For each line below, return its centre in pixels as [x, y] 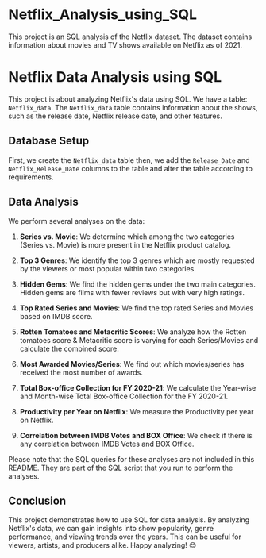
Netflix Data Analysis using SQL [115, 77]
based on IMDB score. [56, 316]
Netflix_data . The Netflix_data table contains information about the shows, [133, 107]
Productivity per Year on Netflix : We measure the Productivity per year [137, 411]
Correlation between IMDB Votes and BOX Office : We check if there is [136, 435]
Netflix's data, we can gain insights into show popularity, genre [111, 529]
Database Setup [49, 141]
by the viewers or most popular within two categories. [108, 268]
